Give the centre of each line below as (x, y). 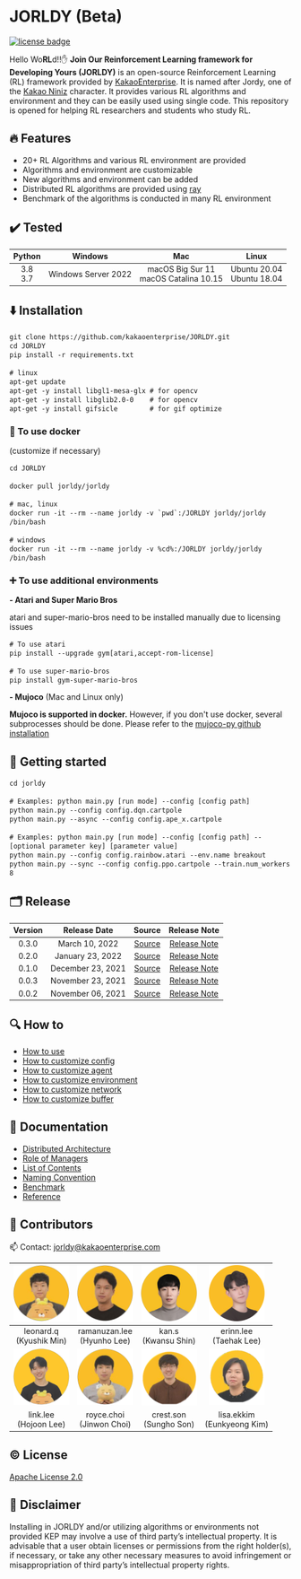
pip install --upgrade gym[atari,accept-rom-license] (112, 654)
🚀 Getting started (58, 761)
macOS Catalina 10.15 (181, 279)
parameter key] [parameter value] (113, 846)
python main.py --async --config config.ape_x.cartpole (116, 820)
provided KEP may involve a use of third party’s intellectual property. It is (143, 1536)
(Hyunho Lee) (105, 1341)
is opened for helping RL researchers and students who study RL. (130, 110)
